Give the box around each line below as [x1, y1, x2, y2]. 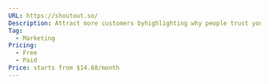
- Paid [15, 57, 38, 65]
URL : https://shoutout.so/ [8, 11, 98, 20]
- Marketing [15, 34, 56, 42]
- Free [15, 49, 38, 57]
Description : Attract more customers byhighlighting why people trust [8, 19, 249, 27]
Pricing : [8, 42, 38, 50]
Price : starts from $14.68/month [8, 64, 120, 72]
